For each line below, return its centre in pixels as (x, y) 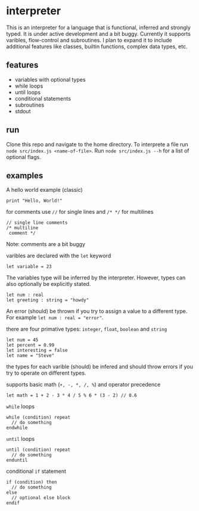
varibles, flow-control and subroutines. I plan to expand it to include (89, 40)
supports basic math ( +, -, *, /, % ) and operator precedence (83, 385)
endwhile (17, 428)
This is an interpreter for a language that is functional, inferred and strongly (98, 27)
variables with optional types (50, 79)
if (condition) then (32, 482)
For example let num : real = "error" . (55, 317)
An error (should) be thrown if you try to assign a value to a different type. (97, 311)
